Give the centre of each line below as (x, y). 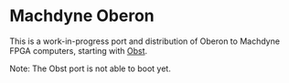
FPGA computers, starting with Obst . (79, 50)
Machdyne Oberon (82, 16)
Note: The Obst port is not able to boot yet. (90, 68)
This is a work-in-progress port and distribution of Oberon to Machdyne (145, 41)
